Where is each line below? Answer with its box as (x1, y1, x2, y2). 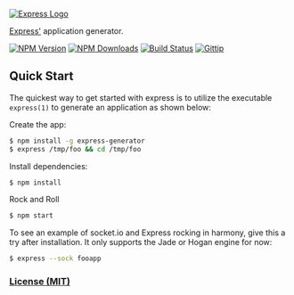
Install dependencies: (9, 160, 88, 171)
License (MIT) (9, 275, 71, 288)
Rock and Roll (9, 194, 60, 205)
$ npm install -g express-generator (9, 136, 145, 145)
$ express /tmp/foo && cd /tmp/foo (9, 144, 142, 153)
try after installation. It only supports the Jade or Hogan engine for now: (9, 237, 273, 248)
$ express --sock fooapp (9, 254, 102, 263)
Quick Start (9, 69, 74, 84)
